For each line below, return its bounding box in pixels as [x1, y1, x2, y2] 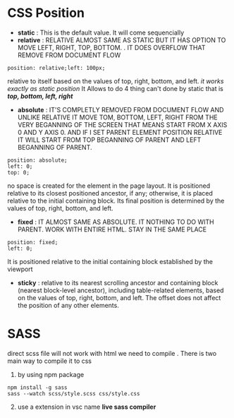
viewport [7, 265, 33, 273]
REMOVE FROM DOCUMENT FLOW [17, 51, 121, 59]
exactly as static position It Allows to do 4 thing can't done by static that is [7, 84, 223, 92]
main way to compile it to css [7, 357, 92, 365]
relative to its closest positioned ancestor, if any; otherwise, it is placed [7, 189, 214, 197]
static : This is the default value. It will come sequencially [17, 28, 185, 37]
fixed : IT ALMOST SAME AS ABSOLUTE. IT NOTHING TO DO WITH [17, 217, 214, 226]
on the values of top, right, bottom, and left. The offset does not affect [17, 293, 221, 301]
